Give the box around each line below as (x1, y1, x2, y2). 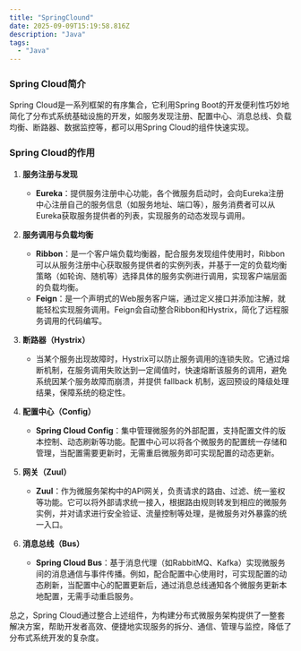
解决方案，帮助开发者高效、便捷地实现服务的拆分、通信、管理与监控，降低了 (9, 621, 292, 631)
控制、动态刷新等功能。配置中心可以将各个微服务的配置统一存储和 (43, 436, 288, 447)
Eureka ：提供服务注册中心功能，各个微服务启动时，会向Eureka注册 (35, 187, 285, 198)
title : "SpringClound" (9, 13, 94, 22)
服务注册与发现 (21, 168, 78, 179)
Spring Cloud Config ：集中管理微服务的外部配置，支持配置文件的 (35, 424, 279, 435)
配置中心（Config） (21, 406, 96, 416)
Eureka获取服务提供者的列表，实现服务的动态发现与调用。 (35, 210, 251, 220)
